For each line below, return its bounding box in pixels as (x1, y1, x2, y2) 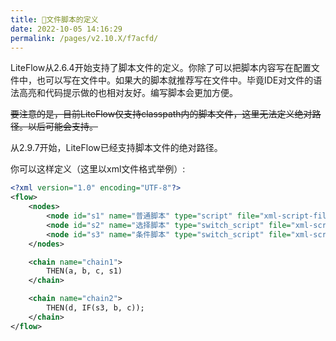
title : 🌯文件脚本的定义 (10, 14, 99, 25)
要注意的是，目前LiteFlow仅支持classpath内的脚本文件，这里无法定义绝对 (10, 108, 313, 120)
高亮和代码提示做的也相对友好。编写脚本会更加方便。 (18, 87, 238, 99)
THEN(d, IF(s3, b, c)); (46, 303, 145, 313)
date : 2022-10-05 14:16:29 (10, 24, 123, 34)
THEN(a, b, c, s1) (46, 266, 123, 276)
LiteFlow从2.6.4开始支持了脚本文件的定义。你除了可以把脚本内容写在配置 (10, 62, 312, 74)
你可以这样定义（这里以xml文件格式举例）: (10, 163, 186, 175)
